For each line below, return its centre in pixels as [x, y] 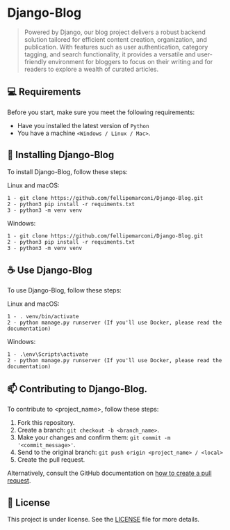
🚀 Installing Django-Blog [61, 155]
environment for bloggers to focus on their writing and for [131, 61]
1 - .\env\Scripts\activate [48, 354]
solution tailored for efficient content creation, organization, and [115, 39]
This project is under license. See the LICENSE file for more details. [104, 519]
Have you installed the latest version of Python [83, 125]
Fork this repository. [46, 423]
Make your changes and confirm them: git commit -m [94, 437]
